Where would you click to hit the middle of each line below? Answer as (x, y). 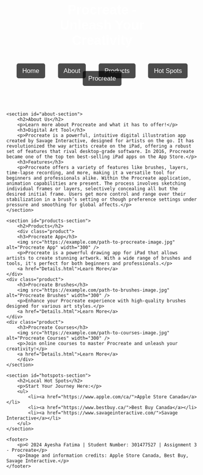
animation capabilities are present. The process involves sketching (96, 184)
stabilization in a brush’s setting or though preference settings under (102, 199)
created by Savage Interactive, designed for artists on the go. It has (100, 141)
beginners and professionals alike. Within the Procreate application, (99, 178)
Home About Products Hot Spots (102, 71)
